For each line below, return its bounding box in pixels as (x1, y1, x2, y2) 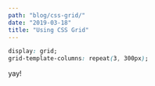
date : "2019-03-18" (8, 19, 72, 27)
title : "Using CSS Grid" (8, 26, 89, 34)
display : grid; (8, 48, 58, 56)
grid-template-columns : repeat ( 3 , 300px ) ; (8, 55, 149, 63)
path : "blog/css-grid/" (8, 11, 86, 20)
